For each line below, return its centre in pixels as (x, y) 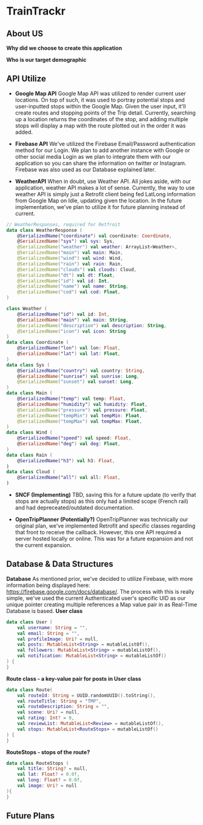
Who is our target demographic (46, 60)
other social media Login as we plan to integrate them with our (93, 156)
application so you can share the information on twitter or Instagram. (101, 163)
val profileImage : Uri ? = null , (58, 639)
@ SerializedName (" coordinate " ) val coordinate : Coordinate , (95, 236)
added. (24, 132)
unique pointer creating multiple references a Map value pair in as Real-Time (102, 605)
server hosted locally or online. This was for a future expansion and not (104, 539)
